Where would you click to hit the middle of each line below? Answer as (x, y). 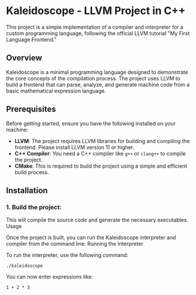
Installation (27, 190)
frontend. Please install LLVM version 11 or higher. (74, 147)
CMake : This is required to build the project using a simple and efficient (101, 166)
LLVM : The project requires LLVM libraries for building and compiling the (102, 141)
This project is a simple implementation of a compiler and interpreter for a (95, 27)
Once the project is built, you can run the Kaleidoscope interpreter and (91, 238)
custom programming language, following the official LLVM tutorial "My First (98, 33)
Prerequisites (31, 109)
